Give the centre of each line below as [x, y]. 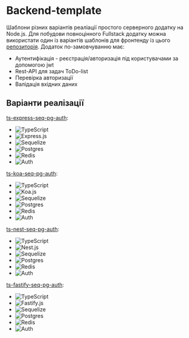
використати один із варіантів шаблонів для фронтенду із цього [88, 40]
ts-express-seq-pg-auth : [37, 118]
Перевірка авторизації [44, 78]
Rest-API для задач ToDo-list [52, 71]
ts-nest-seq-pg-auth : [33, 229]
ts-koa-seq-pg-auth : [32, 173]
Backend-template [54, 11]
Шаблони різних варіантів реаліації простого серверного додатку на [95, 27]
